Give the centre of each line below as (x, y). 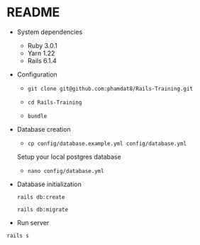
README (33, 12)
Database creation (44, 129)
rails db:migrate (43, 210)
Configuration (37, 74)
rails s (18, 235)
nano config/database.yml (66, 171)
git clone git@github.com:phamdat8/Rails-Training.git (110, 89)
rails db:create (41, 197)
